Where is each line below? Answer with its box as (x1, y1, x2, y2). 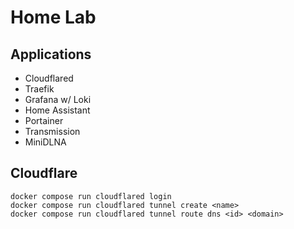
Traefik (24, 83, 55, 95)
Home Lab (10, 6, 97, 29)
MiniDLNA (24, 136, 67, 148)
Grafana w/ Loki (24, 94, 92, 105)
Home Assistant (24, 104, 91, 116)
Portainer (24, 115, 64, 126)
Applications (10, 46, 92, 63)
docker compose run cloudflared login (10, 191, 172, 201)
